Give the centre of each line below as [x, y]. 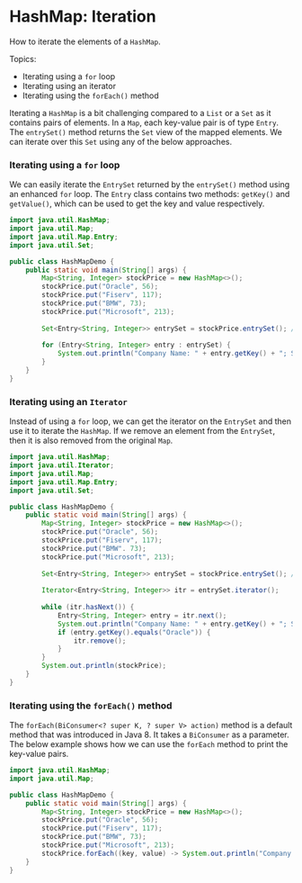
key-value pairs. [39, 754]
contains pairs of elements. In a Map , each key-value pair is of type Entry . [144, 122]
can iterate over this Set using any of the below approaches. [120, 141]
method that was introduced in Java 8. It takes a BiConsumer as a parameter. [149, 734]
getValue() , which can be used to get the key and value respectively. [137, 203]
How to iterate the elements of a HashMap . [85, 41]
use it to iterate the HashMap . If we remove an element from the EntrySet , [142, 431]
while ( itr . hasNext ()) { [88, 608]
